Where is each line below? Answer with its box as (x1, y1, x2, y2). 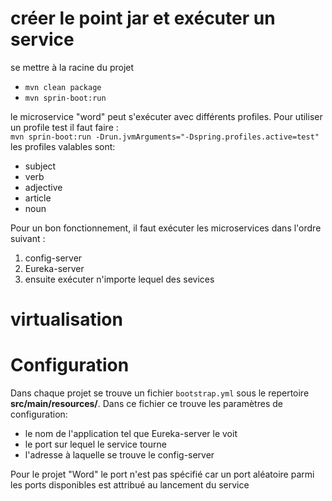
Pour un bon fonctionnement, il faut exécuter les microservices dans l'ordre (10, 222, 322, 234)
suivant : (10, 232, 46, 244)
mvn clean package (24, 82, 102, 92)
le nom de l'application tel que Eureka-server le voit (24, 428, 238, 440)
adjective (24, 181, 63, 193)
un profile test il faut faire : (10, 121, 119, 133)
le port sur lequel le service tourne (24, 438, 167, 451)
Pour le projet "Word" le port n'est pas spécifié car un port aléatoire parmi (10, 468, 315, 481)
